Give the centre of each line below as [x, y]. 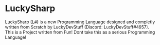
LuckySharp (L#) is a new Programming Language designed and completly [80, 22]
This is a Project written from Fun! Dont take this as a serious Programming [80, 32]
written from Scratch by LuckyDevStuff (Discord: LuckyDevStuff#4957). [77, 27]
